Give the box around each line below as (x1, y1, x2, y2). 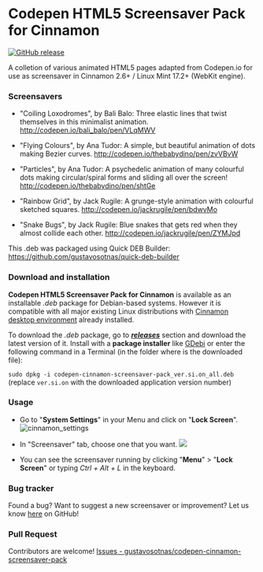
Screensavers (8, 91, 63, 102)
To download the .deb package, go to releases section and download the (8, 330, 246, 340)
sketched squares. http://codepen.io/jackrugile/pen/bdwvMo (19, 205, 218, 214)
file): (8, 355, 24, 365)
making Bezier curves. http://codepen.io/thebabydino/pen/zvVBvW (19, 149, 239, 158)
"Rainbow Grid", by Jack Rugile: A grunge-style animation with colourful (19, 196, 254, 206)
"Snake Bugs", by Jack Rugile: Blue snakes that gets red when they (19, 220, 238, 229)
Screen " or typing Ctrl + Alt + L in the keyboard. (19, 462, 176, 473)
